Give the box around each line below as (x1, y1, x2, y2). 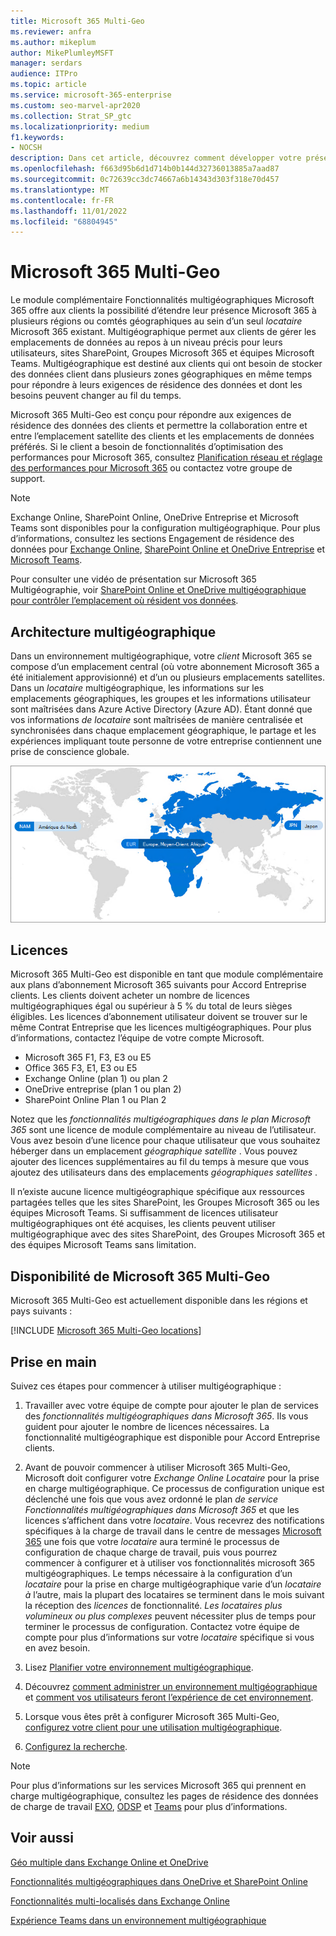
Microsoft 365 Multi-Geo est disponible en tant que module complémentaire (10, 968, 324, 980)
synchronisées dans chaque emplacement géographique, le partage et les (10, 725, 317, 736)
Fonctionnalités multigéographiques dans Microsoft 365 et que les (24, 1503, 300, 1515)
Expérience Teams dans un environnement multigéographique (10, 1914, 267, 1926)
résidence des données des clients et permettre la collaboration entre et (10, 420, 308, 432)
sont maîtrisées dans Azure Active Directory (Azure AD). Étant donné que (10, 703, 313, 715)
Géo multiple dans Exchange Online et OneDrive (10, 1856, 209, 1868)
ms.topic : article (10, 80, 87, 90)
